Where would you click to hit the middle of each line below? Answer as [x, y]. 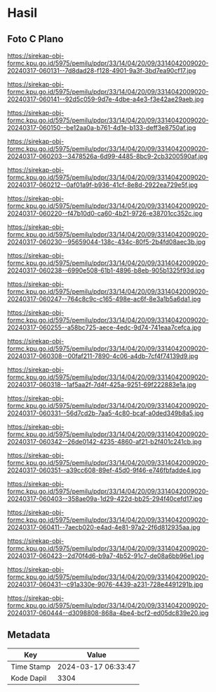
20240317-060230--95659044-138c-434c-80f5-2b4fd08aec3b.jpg [106, 242]
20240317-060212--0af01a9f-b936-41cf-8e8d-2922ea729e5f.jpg [103, 185]
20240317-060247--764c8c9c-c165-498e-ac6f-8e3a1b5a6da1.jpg [104, 299]
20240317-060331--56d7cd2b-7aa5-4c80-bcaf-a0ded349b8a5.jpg [106, 413]
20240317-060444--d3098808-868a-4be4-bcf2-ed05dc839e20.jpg [108, 613]
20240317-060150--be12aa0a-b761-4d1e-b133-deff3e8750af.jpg [102, 128]
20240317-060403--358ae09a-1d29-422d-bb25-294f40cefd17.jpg [105, 499]
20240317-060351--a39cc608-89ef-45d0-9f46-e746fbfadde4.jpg [104, 470]
